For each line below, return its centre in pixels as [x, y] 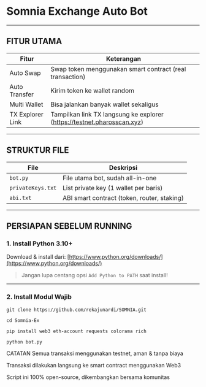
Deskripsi [123, 167]
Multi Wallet [26, 104]
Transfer [22, 94]
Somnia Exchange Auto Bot [77, 11]
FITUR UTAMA [34, 41]
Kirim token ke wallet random [93, 90]
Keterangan [124, 58]
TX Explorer [27, 114]
